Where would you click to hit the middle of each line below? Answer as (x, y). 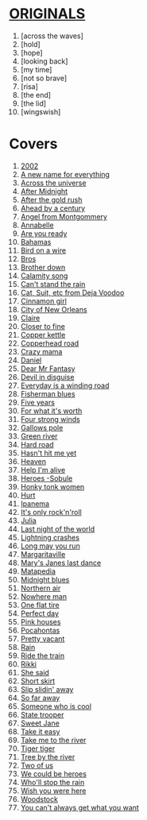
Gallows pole (42, 427)
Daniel (31, 360)
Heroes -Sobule (46, 478)
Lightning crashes (50, 537)
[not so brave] (44, 78)
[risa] (29, 86)
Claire (30, 318)
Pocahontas (40, 630)
